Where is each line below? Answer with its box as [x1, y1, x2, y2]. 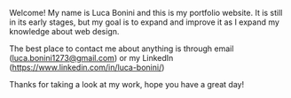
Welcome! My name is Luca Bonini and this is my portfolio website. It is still [9, 8, 283, 18]
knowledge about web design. [9, 26, 120, 36]
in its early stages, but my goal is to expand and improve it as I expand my [9, 17, 279, 27]
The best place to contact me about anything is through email [9, 43, 234, 54]
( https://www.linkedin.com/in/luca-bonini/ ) [9, 62, 165, 72]
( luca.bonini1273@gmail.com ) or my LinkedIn [9, 53, 174, 63]
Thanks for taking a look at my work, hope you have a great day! [9, 79, 245, 89]
